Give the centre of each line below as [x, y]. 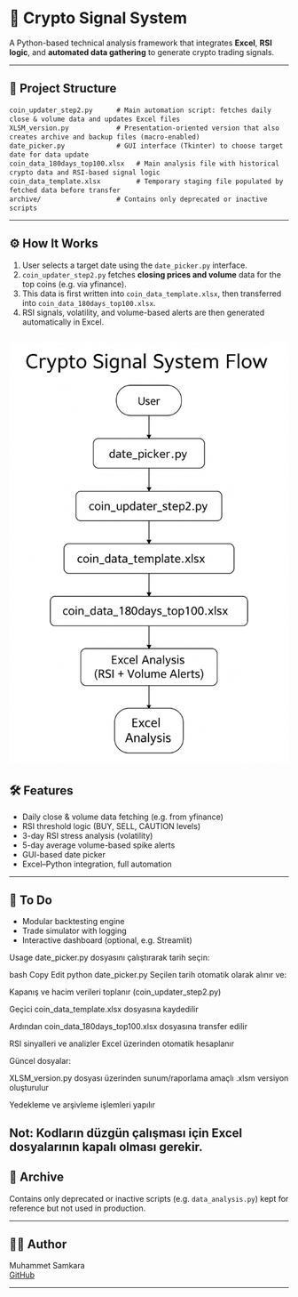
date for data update [49, 155]
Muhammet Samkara [47, 1266]
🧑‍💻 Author [38, 1244]
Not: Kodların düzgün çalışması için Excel [126, 1133]
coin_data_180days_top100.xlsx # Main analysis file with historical [144, 164]
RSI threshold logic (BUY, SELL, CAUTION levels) [111, 826]
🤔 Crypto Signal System [98, 18]
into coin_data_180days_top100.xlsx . [89, 302]
